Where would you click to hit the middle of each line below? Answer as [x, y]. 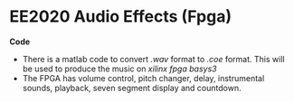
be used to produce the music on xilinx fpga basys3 [119, 69]
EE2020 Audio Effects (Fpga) [121, 17]
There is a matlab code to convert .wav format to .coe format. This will [153, 59]
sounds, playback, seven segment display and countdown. [132, 88]
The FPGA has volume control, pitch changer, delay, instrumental [143, 78]
